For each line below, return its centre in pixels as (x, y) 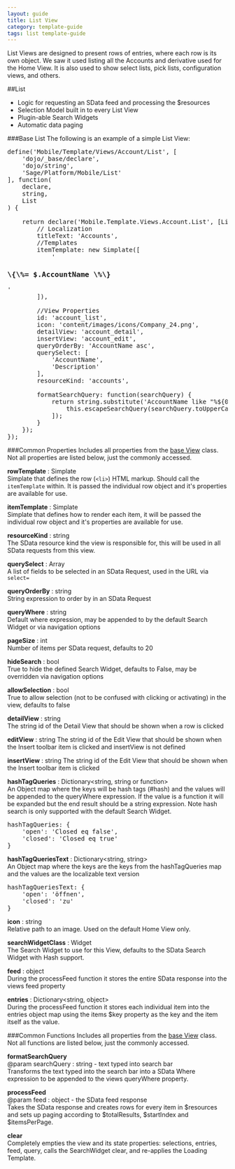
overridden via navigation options (55, 676)
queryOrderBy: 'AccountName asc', (96, 345)
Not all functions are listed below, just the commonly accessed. (98, 1043)
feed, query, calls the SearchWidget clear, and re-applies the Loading (107, 1150)
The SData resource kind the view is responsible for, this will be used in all (114, 543)
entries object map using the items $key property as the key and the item (113, 1014)
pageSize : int (27, 640)
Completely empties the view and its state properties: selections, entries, (112, 1143)
